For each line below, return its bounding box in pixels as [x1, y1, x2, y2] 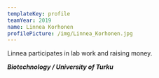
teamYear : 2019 [7, 17, 52, 24]
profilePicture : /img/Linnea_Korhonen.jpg [7, 30, 133, 37]
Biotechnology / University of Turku [7, 63, 114, 71]
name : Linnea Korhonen [7, 23, 74, 30]
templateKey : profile [7, 10, 71, 18]
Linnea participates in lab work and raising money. [7, 49, 153, 58]
